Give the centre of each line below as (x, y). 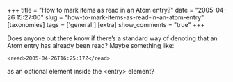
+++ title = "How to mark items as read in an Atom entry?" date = (101, 10)
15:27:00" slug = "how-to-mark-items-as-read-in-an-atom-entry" (110, 17)
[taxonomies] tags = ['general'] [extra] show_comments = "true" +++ (106, 25)
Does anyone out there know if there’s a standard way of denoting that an (112, 38)
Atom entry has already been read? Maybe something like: (91, 46)
